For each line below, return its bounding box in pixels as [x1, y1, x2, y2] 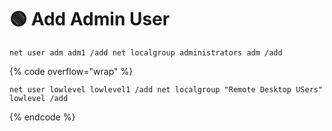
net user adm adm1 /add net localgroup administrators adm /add [9, 47, 283, 58]
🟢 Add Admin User [9, 8, 171, 31]
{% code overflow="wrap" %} [9, 65, 134, 77]
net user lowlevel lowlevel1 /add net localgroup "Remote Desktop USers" [9, 84, 324, 95]
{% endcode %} [9, 111, 76, 123]
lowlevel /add [9, 93, 69, 103]
